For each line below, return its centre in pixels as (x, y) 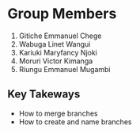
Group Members (62, 14)
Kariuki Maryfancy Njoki (58, 52)
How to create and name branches (75, 122)
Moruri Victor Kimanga (56, 61)
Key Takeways (44, 95)
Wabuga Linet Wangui (55, 44)
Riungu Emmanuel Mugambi (64, 69)
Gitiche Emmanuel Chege (60, 36)
